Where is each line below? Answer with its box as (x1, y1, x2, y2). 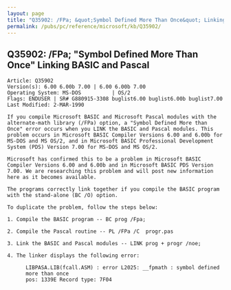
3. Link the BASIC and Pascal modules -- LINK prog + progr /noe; (7, 240, 201, 247)
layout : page (7, 10, 45, 17)
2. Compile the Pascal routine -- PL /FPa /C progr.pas (7, 228, 174, 235)
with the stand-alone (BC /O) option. (7, 192, 118, 199)
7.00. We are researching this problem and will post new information (7, 168, 214, 175)
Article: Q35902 (7, 77, 54, 85)
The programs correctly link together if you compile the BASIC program (7, 186, 220, 193)
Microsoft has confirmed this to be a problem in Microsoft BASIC (7, 156, 201, 163)
